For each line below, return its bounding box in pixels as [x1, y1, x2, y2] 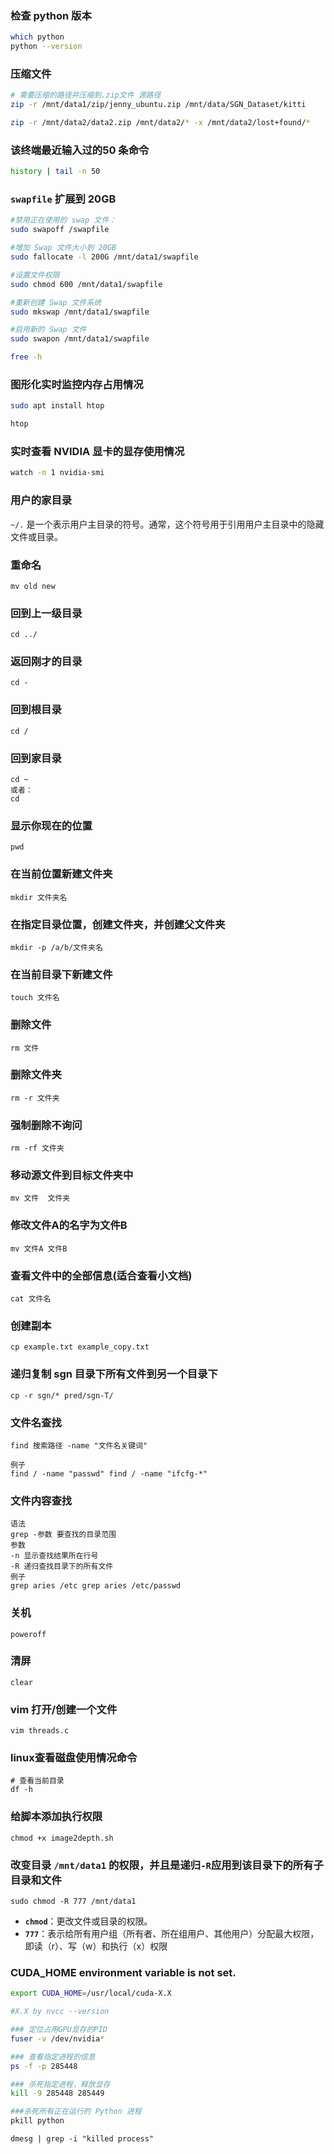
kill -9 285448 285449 [10, 2088, 105, 2099]
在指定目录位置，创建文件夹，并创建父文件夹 [10, 917, 226, 931]
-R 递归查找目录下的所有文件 [10, 1562, 114, 1572]
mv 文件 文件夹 [10, 1193, 71, 1204]
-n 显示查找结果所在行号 [10, 1551, 99, 1561]
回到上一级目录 [10, 606, 83, 620]
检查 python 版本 [10, 8, 92, 22]
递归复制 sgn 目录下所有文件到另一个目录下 [10, 1367, 218, 1381]
